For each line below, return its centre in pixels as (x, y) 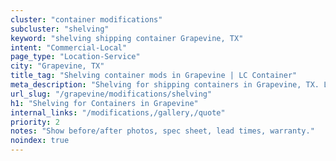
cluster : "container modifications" (86, 19)
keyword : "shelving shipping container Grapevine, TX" (127, 38)
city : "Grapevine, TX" (57, 66)
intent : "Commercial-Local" (69, 47)
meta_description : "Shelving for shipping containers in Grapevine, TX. (165, 85)
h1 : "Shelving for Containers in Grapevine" (104, 103)
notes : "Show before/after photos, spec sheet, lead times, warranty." (162, 131)
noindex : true (40, 141)
